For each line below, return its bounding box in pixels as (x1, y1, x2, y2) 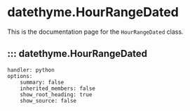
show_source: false (20, 97, 77, 104)
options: (7, 72, 33, 79)
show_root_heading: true (20, 91, 93, 98)
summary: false (20, 79, 65, 86)
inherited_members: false (20, 85, 96, 92)
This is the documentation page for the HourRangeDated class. (7, 27, 184, 36)
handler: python (7, 66, 55, 74)
